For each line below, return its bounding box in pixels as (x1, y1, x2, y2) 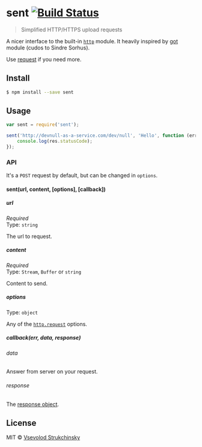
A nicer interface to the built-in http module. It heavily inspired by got (6, 37, 179, 45)
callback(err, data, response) (6, 334, 81, 342)
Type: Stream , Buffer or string (6, 268, 82, 275)
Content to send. (6, 280, 48, 287)
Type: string (6, 220, 38, 228)
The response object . (6, 401, 59, 408)
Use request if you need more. (6, 55, 82, 63)
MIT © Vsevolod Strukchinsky (6, 434, 81, 441)
